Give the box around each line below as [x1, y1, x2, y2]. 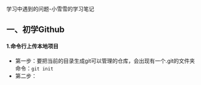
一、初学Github [6, 25, 65, 35]
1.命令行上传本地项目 [6, 42, 59, 49]
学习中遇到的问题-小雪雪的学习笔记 [6, 5, 94, 12]
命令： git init [15, 65, 54, 72]
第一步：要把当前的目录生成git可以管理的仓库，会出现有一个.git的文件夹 [15, 57, 195, 65]
